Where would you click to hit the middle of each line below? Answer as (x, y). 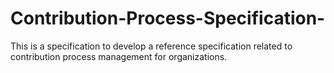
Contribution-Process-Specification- (168, 18)
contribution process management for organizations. (119, 56)
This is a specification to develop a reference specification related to (151, 46)
